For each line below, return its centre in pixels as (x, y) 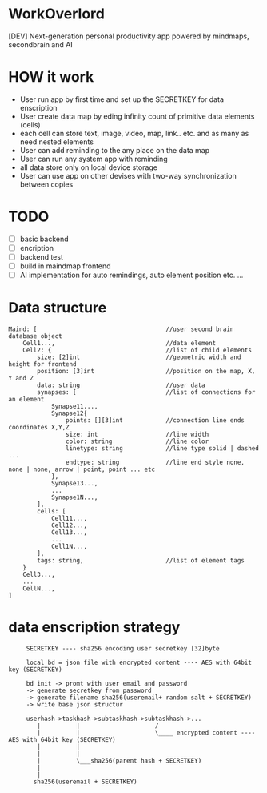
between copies (46, 184)
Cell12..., (69, 525)
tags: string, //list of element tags (141, 561)
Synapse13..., (74, 484)
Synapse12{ (69, 413)
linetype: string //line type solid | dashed (162, 449)
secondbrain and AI (41, 44)
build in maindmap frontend (65, 266)
